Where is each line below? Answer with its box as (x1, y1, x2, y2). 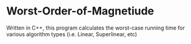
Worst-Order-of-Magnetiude (6, 4, 155, 18)
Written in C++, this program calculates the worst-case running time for (6, 24, 185, 31)
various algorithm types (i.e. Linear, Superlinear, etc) (6, 30, 138, 37)
